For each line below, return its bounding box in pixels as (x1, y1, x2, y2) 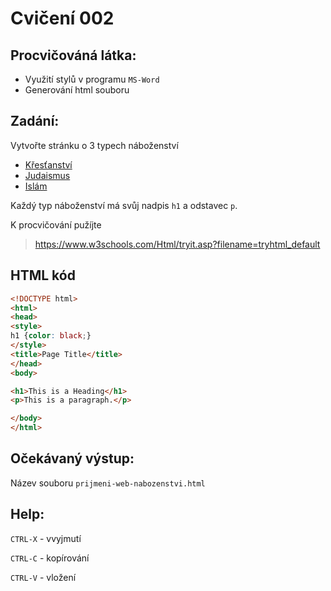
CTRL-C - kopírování (10, 552, 90, 564)
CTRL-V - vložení (10, 571, 77, 583)
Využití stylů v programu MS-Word (24, 73, 160, 85)
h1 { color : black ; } (10, 331, 92, 341)
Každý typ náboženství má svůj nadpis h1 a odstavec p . (10, 199, 238, 211)
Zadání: (10, 113, 60, 130)
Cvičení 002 (10, 7, 115, 30)
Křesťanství (24, 158, 73, 171)
